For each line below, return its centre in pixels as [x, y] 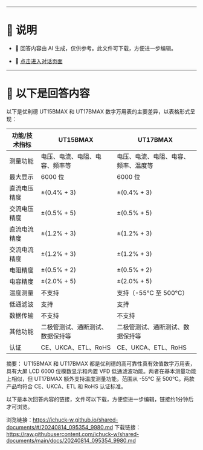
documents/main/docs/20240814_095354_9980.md [71, 440]
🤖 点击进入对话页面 [39, 61]
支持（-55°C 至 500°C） [153, 293]
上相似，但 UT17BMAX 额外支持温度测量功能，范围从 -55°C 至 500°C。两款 [101, 378]
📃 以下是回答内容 [48, 94]
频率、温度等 [135, 166]
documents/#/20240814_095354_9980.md [60, 427]
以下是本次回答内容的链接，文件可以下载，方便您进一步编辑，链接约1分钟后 [100, 399]
